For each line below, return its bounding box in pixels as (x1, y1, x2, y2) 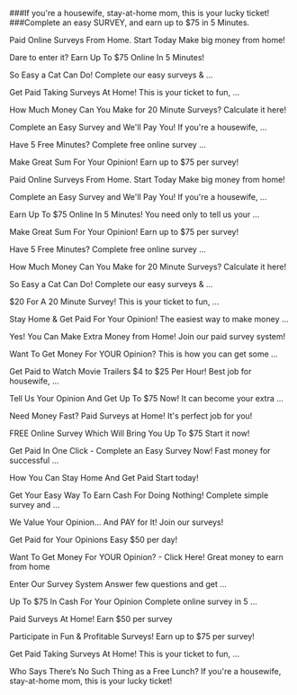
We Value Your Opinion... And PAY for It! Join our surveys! (9, 517, 224, 528)
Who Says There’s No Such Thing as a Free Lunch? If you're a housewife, (9, 666, 282, 676)
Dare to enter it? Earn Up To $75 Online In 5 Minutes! (9, 52, 205, 62)
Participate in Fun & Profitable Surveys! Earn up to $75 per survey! (9, 631, 255, 642)
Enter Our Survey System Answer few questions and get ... (9, 579, 228, 589)
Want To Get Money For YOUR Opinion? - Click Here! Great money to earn (9, 552, 283, 562)
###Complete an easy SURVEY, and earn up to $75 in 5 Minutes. (9, 17, 250, 28)
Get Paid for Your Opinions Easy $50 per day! (9, 535, 178, 545)
